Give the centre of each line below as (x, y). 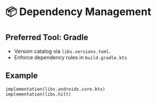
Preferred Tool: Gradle (47, 37)
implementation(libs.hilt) (38, 94)
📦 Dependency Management (78, 12)
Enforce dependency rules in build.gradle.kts (70, 57)
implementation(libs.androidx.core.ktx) (56, 89)
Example (22, 76)
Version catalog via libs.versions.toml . (62, 51)
